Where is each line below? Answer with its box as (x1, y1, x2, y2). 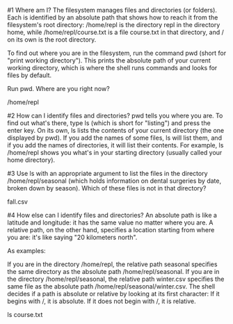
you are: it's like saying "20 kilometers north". (7, 233, 138, 241)
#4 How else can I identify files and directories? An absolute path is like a (7, 211, 218, 219)
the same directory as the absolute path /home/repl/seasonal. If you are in (7, 268, 220, 275)
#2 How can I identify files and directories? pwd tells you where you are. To (7, 111, 223, 120)
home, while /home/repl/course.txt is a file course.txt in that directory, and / (7, 28, 224, 36)
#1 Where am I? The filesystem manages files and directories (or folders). (7, 6, 218, 14)
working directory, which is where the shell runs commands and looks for (7, 64, 218, 72)
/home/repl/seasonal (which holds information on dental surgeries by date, (7, 177, 221, 185)
